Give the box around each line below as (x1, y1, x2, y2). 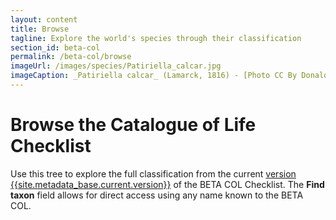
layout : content (10, 14, 78, 25)
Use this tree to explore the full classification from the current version (10, 167, 297, 180)
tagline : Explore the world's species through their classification (10, 33, 302, 43)
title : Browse (10, 24, 70, 34)
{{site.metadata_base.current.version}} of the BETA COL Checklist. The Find (10, 178, 325, 190)
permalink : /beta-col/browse (10, 52, 132, 62)
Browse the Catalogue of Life (10, 114, 257, 136)
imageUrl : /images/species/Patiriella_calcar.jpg (10, 61, 222, 71)
